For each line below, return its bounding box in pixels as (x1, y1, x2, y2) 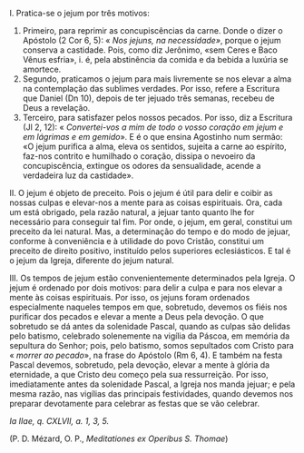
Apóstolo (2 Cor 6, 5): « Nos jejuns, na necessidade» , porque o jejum (22, 35, 281, 45)
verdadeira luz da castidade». (22, 170, 134, 181)
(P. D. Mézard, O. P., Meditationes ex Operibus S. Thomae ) (9, 433, 229, 444)
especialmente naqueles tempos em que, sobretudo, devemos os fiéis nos (9, 301, 288, 312)
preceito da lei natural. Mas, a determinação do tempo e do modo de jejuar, (9, 226, 290, 237)
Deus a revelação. (22, 103, 91, 113)
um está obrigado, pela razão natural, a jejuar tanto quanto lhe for (9, 207, 255, 217)
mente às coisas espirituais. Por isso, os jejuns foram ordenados (9, 292, 250, 302)
